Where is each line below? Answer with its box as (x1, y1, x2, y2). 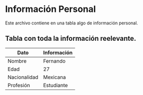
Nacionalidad (7, 74, 39, 81)
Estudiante (43, 82, 68, 89)
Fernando (43, 57, 66, 64)
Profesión (7, 82, 30, 89)
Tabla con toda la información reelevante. (5, 34, 137, 43)
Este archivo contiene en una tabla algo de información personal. (5, 20, 138, 26)
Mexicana (43, 74, 66, 81)
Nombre (7, 57, 27, 64)
